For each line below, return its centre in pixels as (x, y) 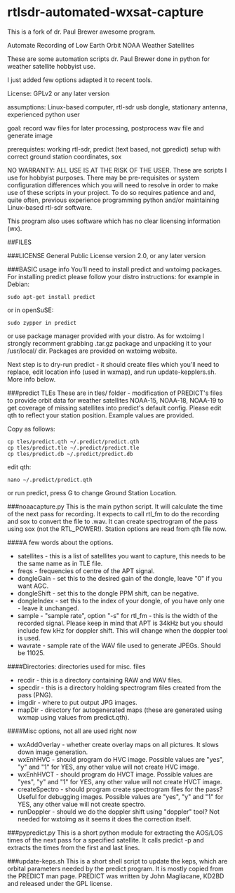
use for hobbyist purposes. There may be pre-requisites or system (103, 177)
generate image (30, 135)
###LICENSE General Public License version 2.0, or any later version (106, 255)
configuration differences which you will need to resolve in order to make (113, 185)
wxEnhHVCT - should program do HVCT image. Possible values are (115, 774)
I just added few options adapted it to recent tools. (80, 80)
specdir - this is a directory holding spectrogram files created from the (119, 687)
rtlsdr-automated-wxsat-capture (106, 12)
